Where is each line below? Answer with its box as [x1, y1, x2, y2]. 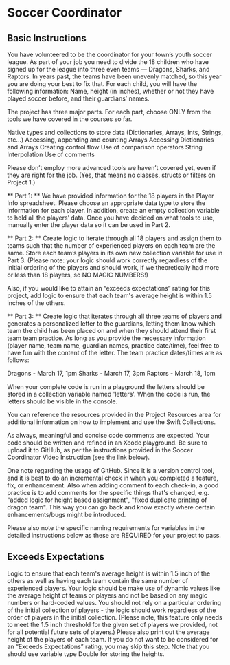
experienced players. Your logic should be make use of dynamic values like [7, 584, 220, 592]
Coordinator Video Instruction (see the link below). [7, 453, 150, 461]
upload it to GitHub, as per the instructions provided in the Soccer [7, 446, 194, 454]
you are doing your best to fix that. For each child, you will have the [7, 80, 198, 87]
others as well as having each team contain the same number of [7, 576, 189, 584]
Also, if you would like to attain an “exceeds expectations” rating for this [7, 284, 211, 292]
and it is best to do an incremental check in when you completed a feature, [7, 474, 218, 482]
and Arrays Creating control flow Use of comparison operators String [7, 143, 203, 151]
